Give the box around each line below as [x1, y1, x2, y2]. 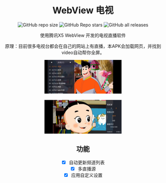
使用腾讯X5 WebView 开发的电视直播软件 [40, 32, 126, 38]
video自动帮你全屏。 [61, 49, 105, 55]
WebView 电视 [52, 5, 114, 16]
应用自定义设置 [71, 172, 103, 178]
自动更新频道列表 [68, 159, 105, 165]
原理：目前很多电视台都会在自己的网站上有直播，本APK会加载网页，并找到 [5, 43, 161, 49]
